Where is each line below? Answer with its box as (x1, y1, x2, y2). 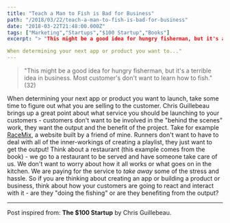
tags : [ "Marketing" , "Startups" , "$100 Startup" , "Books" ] (7, 29, 170, 36)
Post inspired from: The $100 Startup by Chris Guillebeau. (7, 209, 172, 216)
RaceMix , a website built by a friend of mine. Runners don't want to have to (7, 131, 219, 139)
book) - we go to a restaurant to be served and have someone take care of (7, 153, 218, 161)
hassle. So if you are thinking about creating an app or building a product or (7, 174, 220, 182)
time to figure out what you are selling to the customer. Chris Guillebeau (7, 102, 210, 109)
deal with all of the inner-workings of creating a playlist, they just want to (7, 138, 212, 146)
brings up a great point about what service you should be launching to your (7, 109, 220, 117)
